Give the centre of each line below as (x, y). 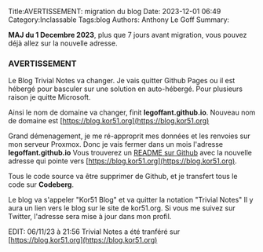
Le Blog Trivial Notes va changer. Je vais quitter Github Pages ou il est (122, 81)
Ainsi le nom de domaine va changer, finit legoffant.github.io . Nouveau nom (132, 112)
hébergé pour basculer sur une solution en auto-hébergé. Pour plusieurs (126, 89)
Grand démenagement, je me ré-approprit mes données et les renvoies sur (130, 136)
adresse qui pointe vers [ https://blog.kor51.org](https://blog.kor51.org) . (122, 161)
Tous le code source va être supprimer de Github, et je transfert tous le (123, 177)
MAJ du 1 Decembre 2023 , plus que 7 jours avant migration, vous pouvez (128, 35)
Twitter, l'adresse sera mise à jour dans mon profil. (90, 217)
